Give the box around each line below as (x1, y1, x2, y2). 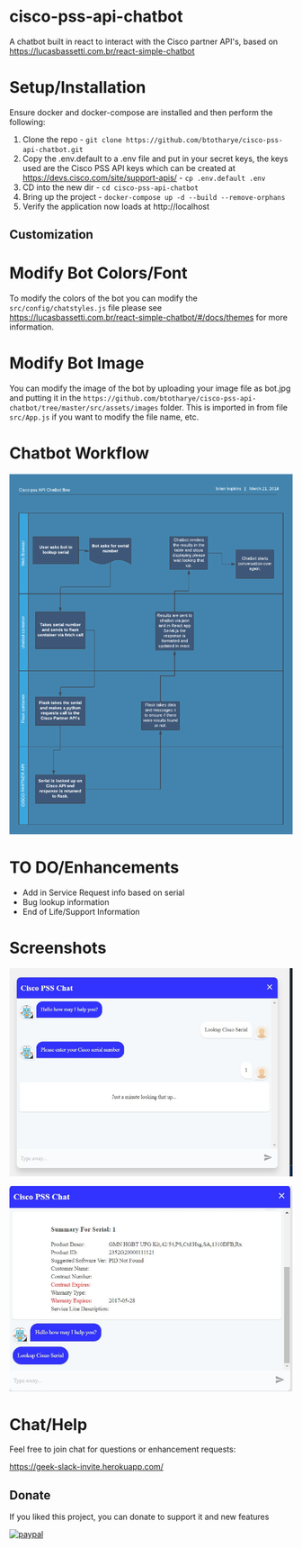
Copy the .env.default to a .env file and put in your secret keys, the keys (22, 153, 289, 164)
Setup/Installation (9, 77, 147, 98)
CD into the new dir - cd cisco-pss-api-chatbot (22, 182, 200, 193)
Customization (9, 227, 94, 242)
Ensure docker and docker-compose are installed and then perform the (9, 106, 273, 118)
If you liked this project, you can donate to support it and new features (9, 1511, 270, 1523)
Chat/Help (9, 1414, 88, 1435)
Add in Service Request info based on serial (22, 887, 185, 898)
